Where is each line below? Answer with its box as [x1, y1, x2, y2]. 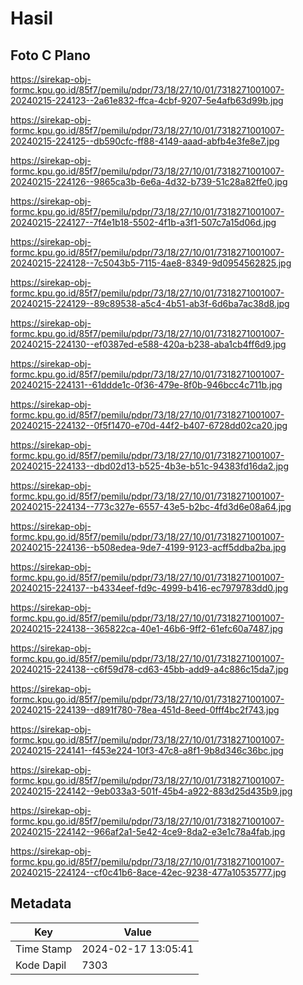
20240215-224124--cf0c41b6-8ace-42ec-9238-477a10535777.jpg [10, 867, 287, 878]
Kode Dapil [15, 958, 67, 972]
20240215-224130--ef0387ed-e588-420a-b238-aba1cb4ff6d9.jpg [10, 338, 287, 350]
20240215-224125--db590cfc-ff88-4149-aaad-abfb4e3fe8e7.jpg [10, 135, 280, 147]
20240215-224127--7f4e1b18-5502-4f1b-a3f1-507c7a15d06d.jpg [10, 217, 277, 228]
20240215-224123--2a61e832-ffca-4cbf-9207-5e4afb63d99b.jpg [10, 95, 284, 106]
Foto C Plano [10, 47, 91, 64]
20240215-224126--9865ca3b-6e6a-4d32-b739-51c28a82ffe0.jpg [10, 176, 288, 187]
